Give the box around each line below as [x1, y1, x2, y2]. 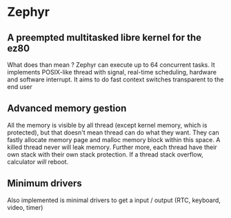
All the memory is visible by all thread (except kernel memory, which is [7, 121, 208, 129]
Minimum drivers [7, 177, 83, 190]
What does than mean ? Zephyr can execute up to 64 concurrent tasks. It [7, 61, 215, 69]
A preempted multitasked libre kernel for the [7, 32, 202, 43]
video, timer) [7, 203, 43, 211]
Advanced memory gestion [7, 103, 127, 115]
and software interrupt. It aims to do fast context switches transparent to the [7, 75, 224, 83]
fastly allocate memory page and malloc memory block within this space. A [7, 135, 221, 143]
